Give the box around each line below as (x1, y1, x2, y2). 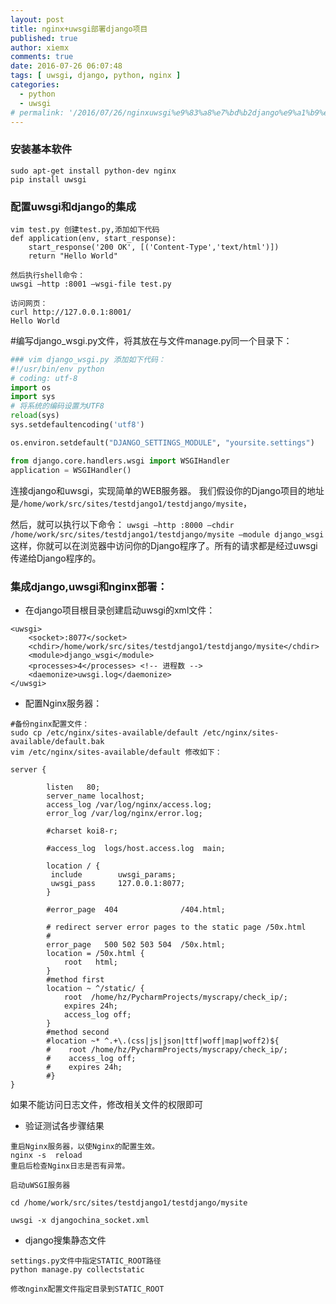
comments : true (10, 52, 74, 62)
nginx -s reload (10, 1150, 83, 1160)
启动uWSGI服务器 (10, 1180, 71, 1190)
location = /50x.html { (46, 948, 145, 958)
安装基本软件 (10, 142, 73, 156)
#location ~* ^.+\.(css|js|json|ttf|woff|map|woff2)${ (46, 1036, 280, 1046)
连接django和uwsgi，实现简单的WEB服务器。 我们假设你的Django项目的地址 (10, 484, 325, 496)
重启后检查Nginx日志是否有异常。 (10, 1161, 130, 1171)
